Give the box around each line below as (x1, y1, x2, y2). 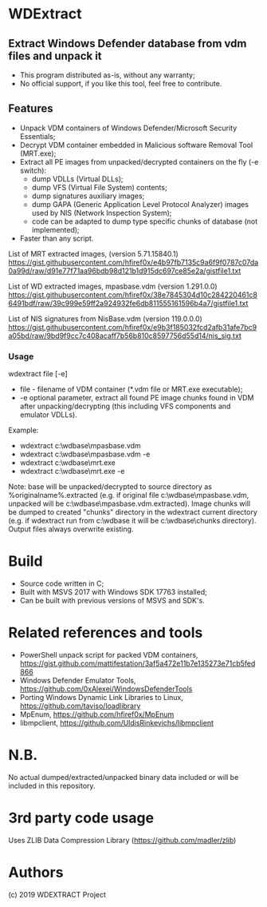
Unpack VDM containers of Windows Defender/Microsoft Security (19, 123, 238, 133)
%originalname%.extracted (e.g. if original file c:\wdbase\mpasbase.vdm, (8, 491, 249, 500)
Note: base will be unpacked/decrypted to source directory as (8, 482, 213, 491)
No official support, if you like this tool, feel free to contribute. (19, 79, 222, 88)
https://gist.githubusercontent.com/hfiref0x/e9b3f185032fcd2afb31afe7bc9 (8, 322, 257, 332)
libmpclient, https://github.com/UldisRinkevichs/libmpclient (19, 718, 214, 727)
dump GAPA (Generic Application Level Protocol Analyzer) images (31, 199, 249, 209)
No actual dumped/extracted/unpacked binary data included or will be (8, 772, 239, 782)
